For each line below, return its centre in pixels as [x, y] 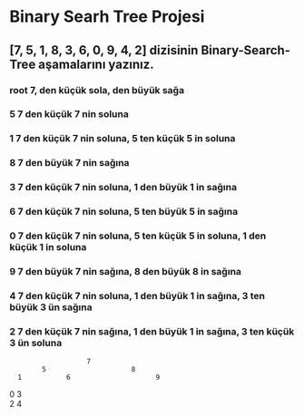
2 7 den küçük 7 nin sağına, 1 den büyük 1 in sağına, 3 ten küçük [152, 331]
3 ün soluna [36, 343]
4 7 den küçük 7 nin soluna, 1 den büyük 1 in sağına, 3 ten [137, 295]
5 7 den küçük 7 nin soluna [69, 114]
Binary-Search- [245, 50]
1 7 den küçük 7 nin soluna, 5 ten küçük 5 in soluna [123, 139]
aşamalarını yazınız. [96, 64]
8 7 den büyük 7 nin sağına [69, 163]
